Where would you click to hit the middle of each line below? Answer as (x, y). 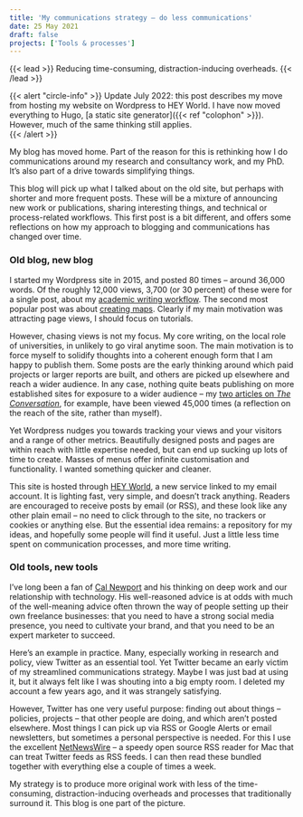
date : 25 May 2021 (44, 26)
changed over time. (46, 237)
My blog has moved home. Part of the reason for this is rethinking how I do (148, 152)
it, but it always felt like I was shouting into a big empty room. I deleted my (147, 681)
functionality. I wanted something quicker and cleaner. (110, 469)
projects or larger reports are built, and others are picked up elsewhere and (150, 374)
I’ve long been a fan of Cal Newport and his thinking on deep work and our (148, 587)
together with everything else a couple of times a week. (113, 766)
